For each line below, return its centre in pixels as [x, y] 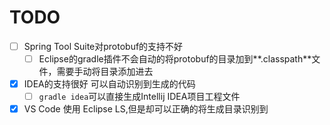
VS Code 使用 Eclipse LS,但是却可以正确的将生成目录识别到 [146, 109]
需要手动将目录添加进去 [105, 72]
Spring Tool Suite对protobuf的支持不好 [103, 46]
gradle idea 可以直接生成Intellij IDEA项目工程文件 [139, 97]
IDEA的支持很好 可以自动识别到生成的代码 [109, 84]
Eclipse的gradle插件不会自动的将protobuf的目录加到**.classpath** [175, 59]
